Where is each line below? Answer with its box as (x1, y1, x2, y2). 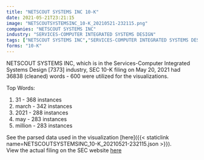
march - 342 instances (15, 102, 73, 110)
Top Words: (6, 84, 35, 91)
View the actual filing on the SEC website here (6, 147, 122, 154)
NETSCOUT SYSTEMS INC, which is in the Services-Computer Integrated (6, 59, 190, 67)
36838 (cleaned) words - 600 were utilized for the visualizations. (6, 72, 169, 80)
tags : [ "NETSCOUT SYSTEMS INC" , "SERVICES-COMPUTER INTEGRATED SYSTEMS (6, 37, 189, 43)
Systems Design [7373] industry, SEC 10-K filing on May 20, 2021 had (6, 66, 181, 73)
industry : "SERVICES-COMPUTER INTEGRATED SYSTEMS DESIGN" (6, 32, 156, 38)
